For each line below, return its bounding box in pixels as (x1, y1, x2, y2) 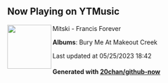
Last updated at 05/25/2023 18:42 (52, 51, 152, 60)
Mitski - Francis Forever (52, 24, 122, 32)
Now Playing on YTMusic (7, 6, 120, 18)
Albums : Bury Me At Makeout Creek (52, 38, 158, 46)
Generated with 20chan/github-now (52, 68, 161, 76)
